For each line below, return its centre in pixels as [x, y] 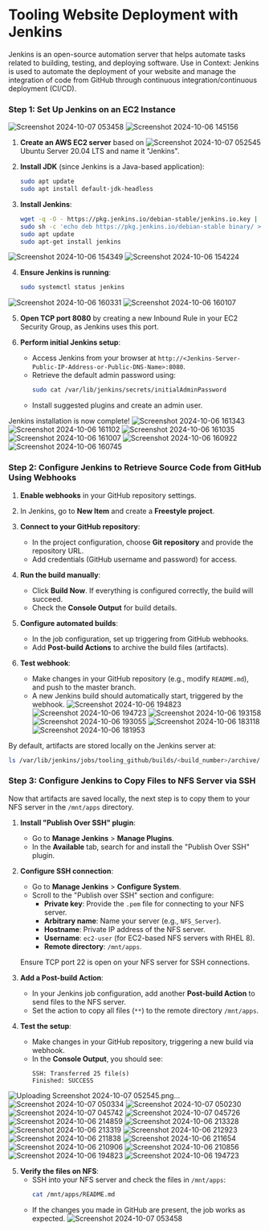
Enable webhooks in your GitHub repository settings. [108, 495]
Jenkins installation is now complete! [69, 421]
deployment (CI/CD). [43, 88]
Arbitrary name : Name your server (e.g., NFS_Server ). [132, 921]
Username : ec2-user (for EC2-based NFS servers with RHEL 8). [149, 938]
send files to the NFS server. [79, 1001]
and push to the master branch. [84, 687]
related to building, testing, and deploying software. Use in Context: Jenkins [134, 63]
